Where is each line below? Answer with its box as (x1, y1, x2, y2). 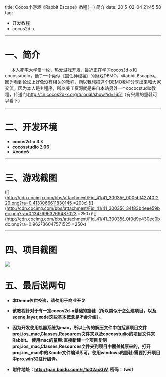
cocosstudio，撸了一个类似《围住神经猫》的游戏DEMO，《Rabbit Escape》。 (5, 73, 159, 78)
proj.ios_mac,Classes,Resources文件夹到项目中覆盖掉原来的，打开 (12, 343, 151, 349)
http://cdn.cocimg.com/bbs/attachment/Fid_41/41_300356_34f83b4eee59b (6, 205, 160, 211)
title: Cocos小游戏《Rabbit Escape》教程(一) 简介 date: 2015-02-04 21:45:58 (5, 4, 162, 10)
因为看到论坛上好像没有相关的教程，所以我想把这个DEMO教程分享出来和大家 (5, 79, 161, 85)
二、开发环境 (5, 122, 58, 133)
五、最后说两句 (5, 280, 66, 291)
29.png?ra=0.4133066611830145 (5, 200, 72, 206)
